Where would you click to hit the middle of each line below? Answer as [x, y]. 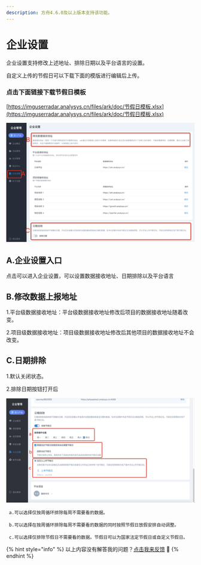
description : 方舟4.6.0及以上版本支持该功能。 [59, 13]
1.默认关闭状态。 [26, 376]
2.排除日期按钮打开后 [32, 389]
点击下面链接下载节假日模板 [46, 92]
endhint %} [20, 556]
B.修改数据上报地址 [42, 297]
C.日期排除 [26, 360]
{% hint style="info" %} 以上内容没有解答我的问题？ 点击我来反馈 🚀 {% [93, 549]
